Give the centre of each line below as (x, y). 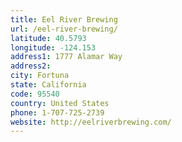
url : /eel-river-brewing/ (64, 29)
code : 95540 (35, 94)
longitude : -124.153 (53, 47)
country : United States (60, 103)
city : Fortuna (40, 76)
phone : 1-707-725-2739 (57, 112)
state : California (48, 85)
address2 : (31, 66)
